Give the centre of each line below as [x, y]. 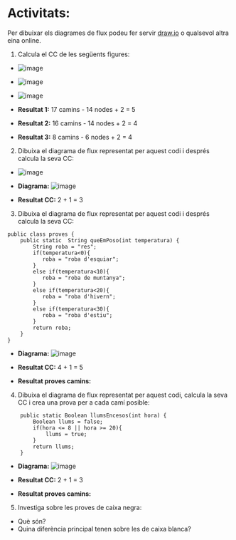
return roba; [52, 328]
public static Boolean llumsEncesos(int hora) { [93, 415]
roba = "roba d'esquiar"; [81, 259]
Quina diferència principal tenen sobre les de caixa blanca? [104, 529]
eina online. [24, 40]
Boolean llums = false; [68, 422]
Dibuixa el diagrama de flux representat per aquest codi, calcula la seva [123, 395]
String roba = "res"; [65, 246]
